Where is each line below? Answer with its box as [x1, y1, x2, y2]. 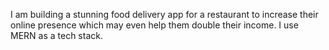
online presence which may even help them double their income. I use [10, 19, 299, 31]
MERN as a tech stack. [10, 30, 103, 41]
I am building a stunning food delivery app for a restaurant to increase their [10, 9, 319, 20]
